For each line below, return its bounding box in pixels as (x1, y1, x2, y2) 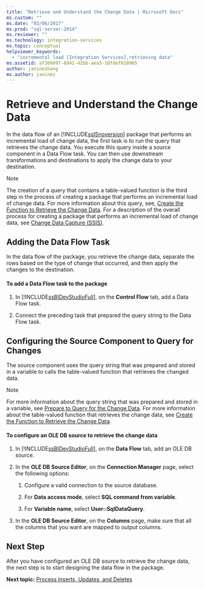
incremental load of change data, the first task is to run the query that (6, 137, 181, 145)
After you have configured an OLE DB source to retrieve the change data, (6, 557, 190, 565)
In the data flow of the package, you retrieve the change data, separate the (6, 253, 195, 260)
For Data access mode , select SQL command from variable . (24, 493, 177, 501)
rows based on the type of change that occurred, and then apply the (6, 260, 178, 266)
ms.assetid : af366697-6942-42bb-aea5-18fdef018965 (6, 60, 138, 66)
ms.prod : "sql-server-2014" (6, 26, 78, 32)
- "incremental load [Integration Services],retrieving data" (12, 54, 173, 60)
